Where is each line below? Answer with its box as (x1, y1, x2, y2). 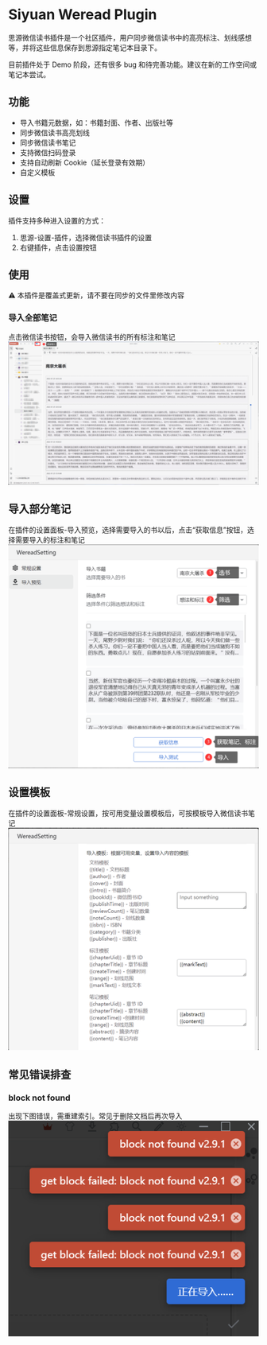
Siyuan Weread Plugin (8, 6, 157, 24)
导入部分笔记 (8, 503, 72, 516)
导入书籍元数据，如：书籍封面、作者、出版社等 (19, 118, 173, 127)
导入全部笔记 (8, 313, 58, 324)
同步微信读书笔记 (19, 138, 76, 147)
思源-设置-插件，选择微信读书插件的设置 (19, 232, 153, 242)
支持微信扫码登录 (19, 147, 76, 157)
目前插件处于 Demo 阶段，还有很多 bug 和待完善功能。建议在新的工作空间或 (8, 60, 257, 69)
